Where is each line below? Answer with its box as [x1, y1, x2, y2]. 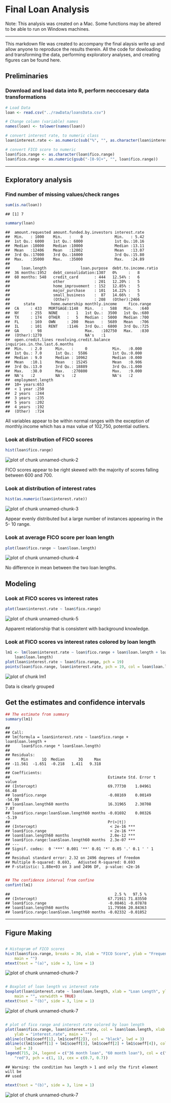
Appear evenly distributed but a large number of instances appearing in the [5, 515, 163, 522]
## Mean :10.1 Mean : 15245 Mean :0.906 [5, 359, 142, 365]
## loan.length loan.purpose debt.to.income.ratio [5, 265, 158, 271]
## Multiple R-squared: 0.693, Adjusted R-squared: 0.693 [5, 860, 136, 865]
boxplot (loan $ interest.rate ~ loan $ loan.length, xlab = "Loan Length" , [5, 989, 160, 994]
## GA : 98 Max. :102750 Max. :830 [5, 328, 149, 333]
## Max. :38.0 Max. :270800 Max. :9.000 [5, 368, 142, 374]
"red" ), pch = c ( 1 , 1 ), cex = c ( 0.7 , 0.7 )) [14, 1055, 108, 1061]
